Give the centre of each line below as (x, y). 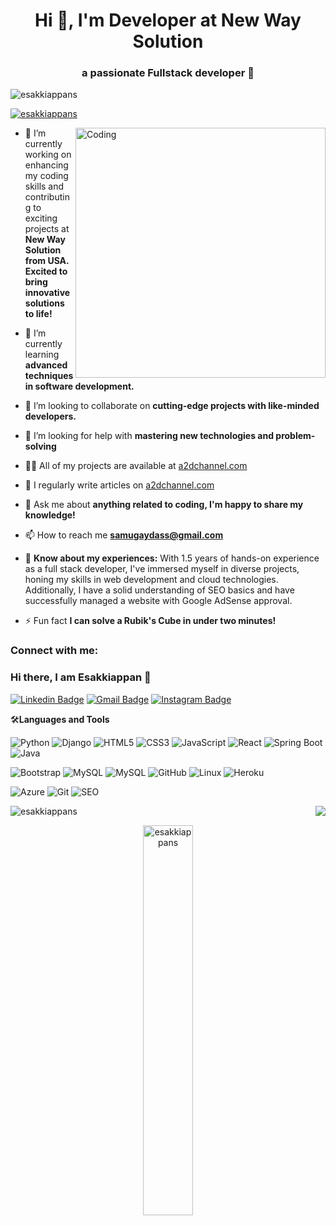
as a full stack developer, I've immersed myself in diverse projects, (162, 569)
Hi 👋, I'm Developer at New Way (168, 20)
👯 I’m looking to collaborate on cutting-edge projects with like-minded (172, 406)
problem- (295, 436)
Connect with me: (54, 651)
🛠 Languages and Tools (60, 719)
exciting (41, 218)
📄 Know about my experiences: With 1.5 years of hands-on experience (172, 558)
